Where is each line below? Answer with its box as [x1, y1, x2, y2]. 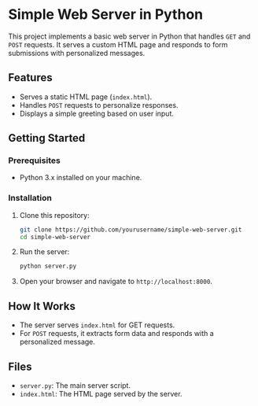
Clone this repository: [19, 210, 90, 220]
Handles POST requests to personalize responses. [19, 100, 179, 109]
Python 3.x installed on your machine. [19, 173, 142, 183]
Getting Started [8, 131, 86, 145]
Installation [8, 193, 53, 204]
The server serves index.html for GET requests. [19, 320, 175, 330]
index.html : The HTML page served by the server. [19, 389, 182, 398]
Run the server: [19, 247, 70, 257]
